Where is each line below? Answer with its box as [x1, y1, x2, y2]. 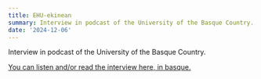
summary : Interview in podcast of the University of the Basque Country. [8, 19, 255, 27]
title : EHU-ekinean [8, 11, 72, 20]
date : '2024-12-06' [8, 26, 72, 34]
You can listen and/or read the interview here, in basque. [8, 63, 191, 72]
